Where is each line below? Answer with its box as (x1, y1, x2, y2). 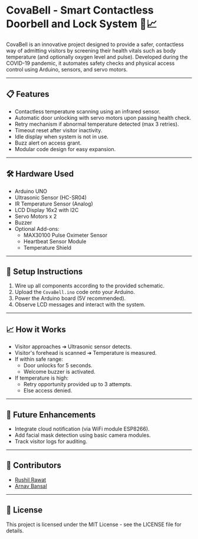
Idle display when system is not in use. (14, 133, 109, 140)
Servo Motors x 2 (14, 213, 57, 220)
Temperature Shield (23, 244, 72, 251)
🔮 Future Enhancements (6, 410, 96, 420)
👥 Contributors (6, 460, 62, 471)
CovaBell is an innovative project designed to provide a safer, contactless (6, 41, 184, 48)
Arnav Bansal (14, 482, 47, 489)
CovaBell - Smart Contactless (6, 4, 154, 17)
